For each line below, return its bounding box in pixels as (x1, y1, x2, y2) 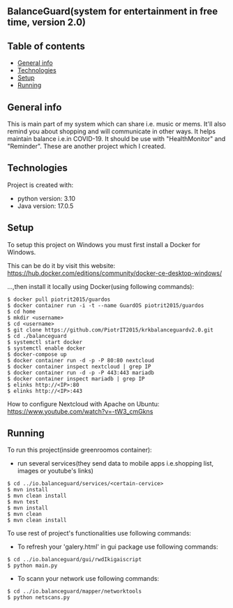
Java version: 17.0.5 (17, 202, 74, 210)
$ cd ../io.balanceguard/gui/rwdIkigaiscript (7, 556, 142, 563)
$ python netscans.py (7, 594, 70, 601)
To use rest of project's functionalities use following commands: (7, 529, 192, 537)
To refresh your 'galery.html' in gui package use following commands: (17, 542, 218, 551)
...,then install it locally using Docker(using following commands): (7, 282, 194, 290)
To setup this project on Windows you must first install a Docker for (7, 240, 201, 249)
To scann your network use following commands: (17, 574, 159, 583)
